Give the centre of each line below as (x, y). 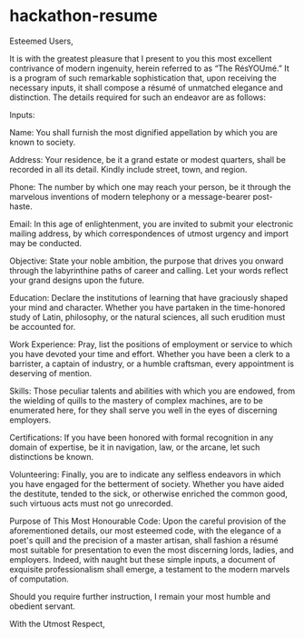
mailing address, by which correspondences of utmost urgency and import (149, 234)
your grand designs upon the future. (77, 280)
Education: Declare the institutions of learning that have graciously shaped (149, 297)
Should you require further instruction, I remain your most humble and (140, 596)
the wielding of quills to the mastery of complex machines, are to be (136, 400)
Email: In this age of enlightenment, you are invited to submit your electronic (152, 224)
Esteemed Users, (42, 41)
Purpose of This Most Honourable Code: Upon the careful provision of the (148, 521)
